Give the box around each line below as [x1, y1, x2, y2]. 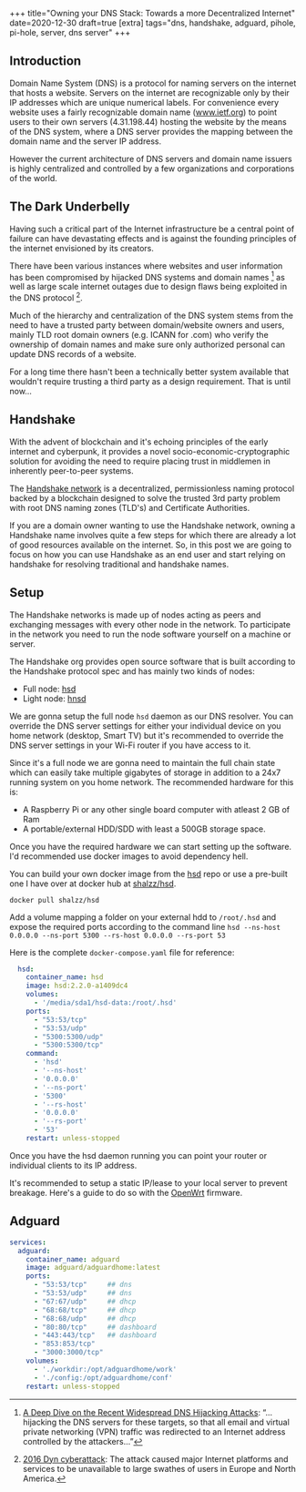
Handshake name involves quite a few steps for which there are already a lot [9, 529, 297, 540]
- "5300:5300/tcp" [33, 1040, 104, 1050]
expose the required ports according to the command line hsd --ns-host [9, 921, 280, 932]
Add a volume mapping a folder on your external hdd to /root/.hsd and [9, 911, 277, 923]
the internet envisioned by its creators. [9, 242, 155, 253]
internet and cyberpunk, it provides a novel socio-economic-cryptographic [9, 445, 291, 456]
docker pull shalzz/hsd [9, 895, 100, 904]
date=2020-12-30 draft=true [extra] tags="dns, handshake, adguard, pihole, [9, 17, 296, 28]
